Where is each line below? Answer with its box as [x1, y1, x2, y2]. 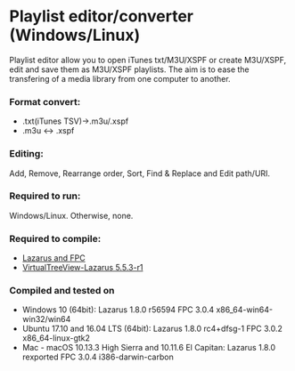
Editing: [9, 148, 45, 160]
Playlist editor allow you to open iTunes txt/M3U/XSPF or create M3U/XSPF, [9, 54, 287, 65]
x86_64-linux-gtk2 [21, 333, 91, 343]
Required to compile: [9, 232, 102, 245]
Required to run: [9, 190, 81, 202]
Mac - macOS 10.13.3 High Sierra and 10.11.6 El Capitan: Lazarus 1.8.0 [21, 343, 276, 353]
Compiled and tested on [9, 285, 115, 297]
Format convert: [9, 95, 81, 108]
